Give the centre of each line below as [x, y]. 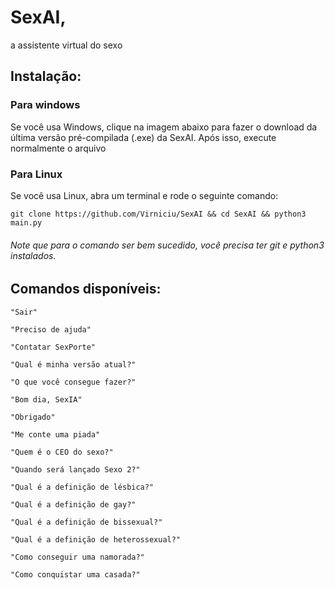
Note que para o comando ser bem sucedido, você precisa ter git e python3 [167, 245]
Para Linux [36, 174]
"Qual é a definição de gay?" [73, 504]
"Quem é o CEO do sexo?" [62, 452]
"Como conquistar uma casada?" [75, 574]
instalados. [33, 255]
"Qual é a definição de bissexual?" [86, 522]
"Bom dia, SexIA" [46, 399]
